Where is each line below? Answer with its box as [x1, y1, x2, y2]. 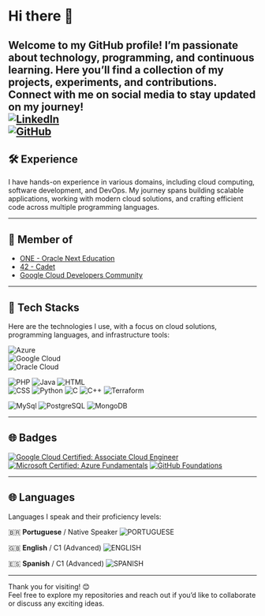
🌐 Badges [8, 431, 58, 445]
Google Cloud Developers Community [19, 271, 144, 280]
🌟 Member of [8, 233, 73, 246]
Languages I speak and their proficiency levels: [8, 512, 162, 521]
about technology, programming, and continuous [8, 50, 255, 64]
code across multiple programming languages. [8, 203, 160, 212]
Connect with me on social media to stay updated [8, 88, 256, 101]
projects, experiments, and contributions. [8, 75, 217, 89]
